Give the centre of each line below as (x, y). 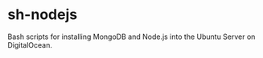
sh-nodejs (43, 15)
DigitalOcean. (30, 44)
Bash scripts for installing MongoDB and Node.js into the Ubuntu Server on (131, 37)
